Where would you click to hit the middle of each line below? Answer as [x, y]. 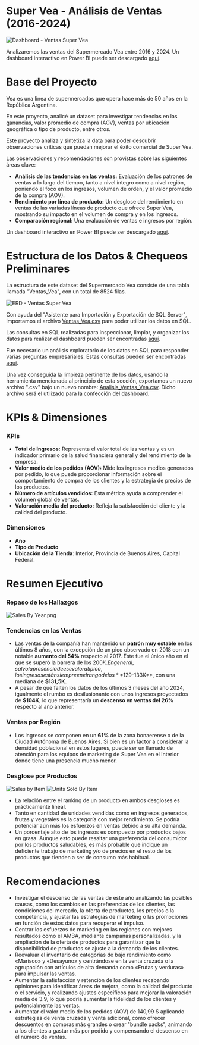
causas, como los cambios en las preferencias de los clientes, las [95, 904]
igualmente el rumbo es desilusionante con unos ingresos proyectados [101, 694]
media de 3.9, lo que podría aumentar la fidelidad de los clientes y [95, 999]
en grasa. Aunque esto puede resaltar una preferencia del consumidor [101, 838]
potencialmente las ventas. [48, 1005]
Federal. [25, 559]
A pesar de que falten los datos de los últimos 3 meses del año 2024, [99, 688]
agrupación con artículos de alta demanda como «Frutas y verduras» [99, 967]
